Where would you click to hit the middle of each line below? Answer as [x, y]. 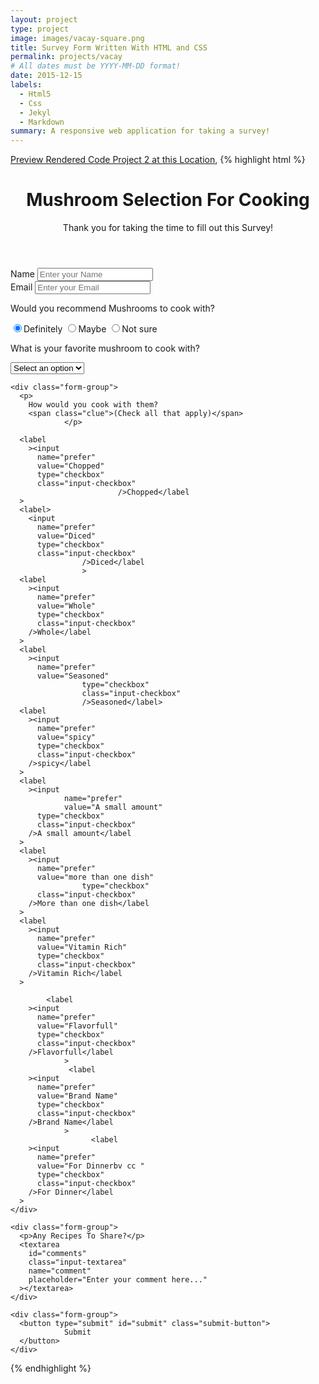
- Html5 [35, 94]
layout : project [44, 19]
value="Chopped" [70, 466]
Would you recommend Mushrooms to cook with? [112, 308]
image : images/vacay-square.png [77, 38]
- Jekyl [35, 112]
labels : [26, 85]
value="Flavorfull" [77, 1026]
